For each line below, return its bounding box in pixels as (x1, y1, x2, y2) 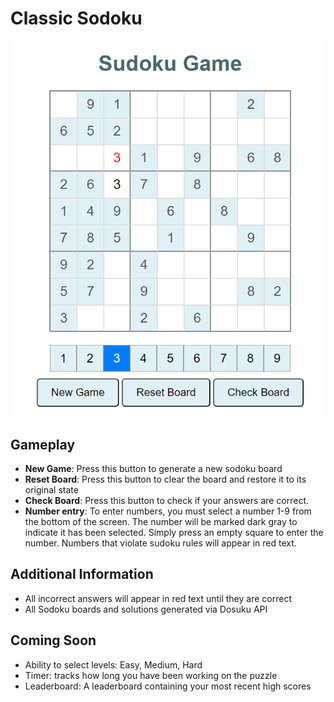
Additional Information (10, 566, 154, 583)
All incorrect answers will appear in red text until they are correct (24, 592, 292, 604)
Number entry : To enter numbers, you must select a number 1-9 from (24, 505, 312, 517)
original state (24, 483, 79, 496)
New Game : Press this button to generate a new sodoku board (24, 462, 283, 474)
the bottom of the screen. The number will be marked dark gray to (24, 515, 298, 527)
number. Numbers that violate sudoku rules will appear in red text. (24, 537, 297, 549)
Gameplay (10, 436, 76, 453)
